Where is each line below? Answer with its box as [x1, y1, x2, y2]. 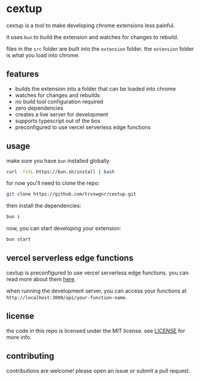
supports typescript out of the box [15, 117, 101, 124]
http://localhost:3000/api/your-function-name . [6, 293, 127, 300]
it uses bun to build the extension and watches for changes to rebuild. [6, 33, 179, 40]
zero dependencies [15, 104, 63, 112]
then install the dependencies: [6, 202, 82, 209]
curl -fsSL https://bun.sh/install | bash [6, 168, 115, 175]
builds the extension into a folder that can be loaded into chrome [15, 85, 176, 92]
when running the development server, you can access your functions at [6, 287, 187, 294]
